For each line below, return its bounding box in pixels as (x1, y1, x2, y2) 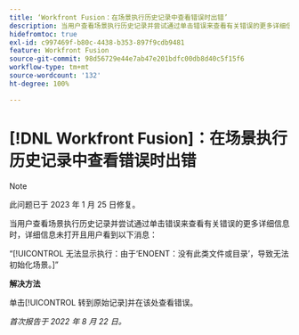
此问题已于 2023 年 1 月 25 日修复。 (9, 199, 141, 209)
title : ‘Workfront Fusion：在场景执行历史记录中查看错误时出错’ (9, 12, 229, 22)
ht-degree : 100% (9, 79, 69, 88)
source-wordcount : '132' (9, 71, 101, 80)
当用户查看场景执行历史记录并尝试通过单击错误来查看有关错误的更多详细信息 (9, 217, 290, 228)
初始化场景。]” (9, 259, 60, 270)
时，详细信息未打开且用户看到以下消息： (9, 229, 158, 240)
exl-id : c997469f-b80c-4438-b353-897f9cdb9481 (9, 37, 185, 47)
